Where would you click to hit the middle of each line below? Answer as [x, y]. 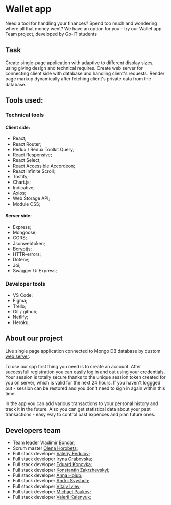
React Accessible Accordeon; [44, 166]
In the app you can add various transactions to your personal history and [82, 403]
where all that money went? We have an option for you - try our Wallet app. [84, 28]
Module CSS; [27, 204]
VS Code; [23, 295]
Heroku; [21, 322]
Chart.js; [22, 182]
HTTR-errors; [27, 254]
